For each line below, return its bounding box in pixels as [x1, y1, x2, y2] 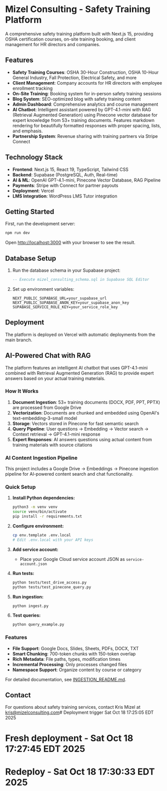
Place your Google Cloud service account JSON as [19, 556, 125, 562]
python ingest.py [12, 603, 49, 609]
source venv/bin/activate [12, 509, 66, 514]
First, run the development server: [5, 221, 75, 227]
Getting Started [5, 207, 54, 216]
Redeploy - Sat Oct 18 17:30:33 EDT [5, 766, 155, 777]
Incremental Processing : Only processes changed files [12, 661, 127, 667]
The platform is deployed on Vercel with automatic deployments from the [5, 331, 156, 337]
